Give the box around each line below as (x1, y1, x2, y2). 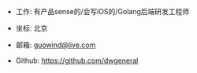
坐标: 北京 (15, 24, 48, 33)
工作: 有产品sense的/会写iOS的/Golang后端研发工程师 (15, 7, 190, 16)
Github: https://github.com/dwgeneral (15, 56, 139, 65)
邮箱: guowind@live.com (15, 40, 96, 49)
